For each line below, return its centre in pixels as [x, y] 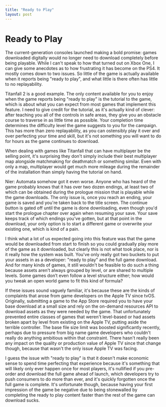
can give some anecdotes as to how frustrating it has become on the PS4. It [83, 68]
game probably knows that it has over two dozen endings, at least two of [80, 187]
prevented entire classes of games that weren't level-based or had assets [80, 317]
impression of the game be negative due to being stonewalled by [71, 390]
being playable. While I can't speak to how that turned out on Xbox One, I [80, 63]
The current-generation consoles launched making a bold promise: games [81, 53]
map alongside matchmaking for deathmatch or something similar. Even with [83, 161]
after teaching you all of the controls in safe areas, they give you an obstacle [83, 115]
